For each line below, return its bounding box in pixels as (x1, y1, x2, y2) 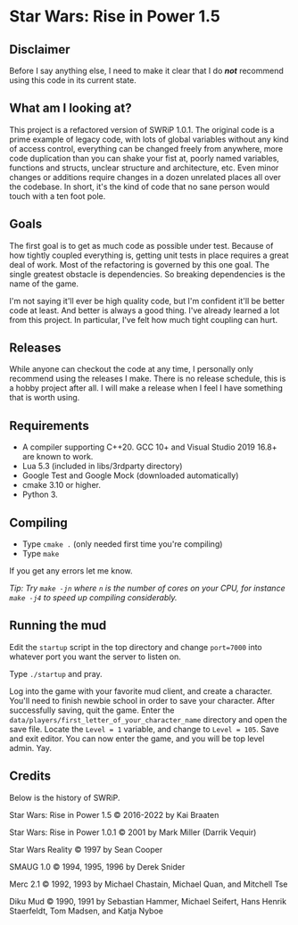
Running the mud (9, 618, 107, 633)
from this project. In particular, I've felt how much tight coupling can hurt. (9, 314, 278, 325)
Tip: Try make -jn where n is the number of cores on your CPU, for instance (9, 582, 286, 594)
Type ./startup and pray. (9, 668, 103, 679)
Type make (21, 549, 60, 559)
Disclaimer (9, 42, 70, 57)
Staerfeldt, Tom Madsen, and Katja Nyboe (9, 905, 163, 916)
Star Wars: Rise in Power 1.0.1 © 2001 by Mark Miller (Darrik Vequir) (9, 827, 257, 838)
